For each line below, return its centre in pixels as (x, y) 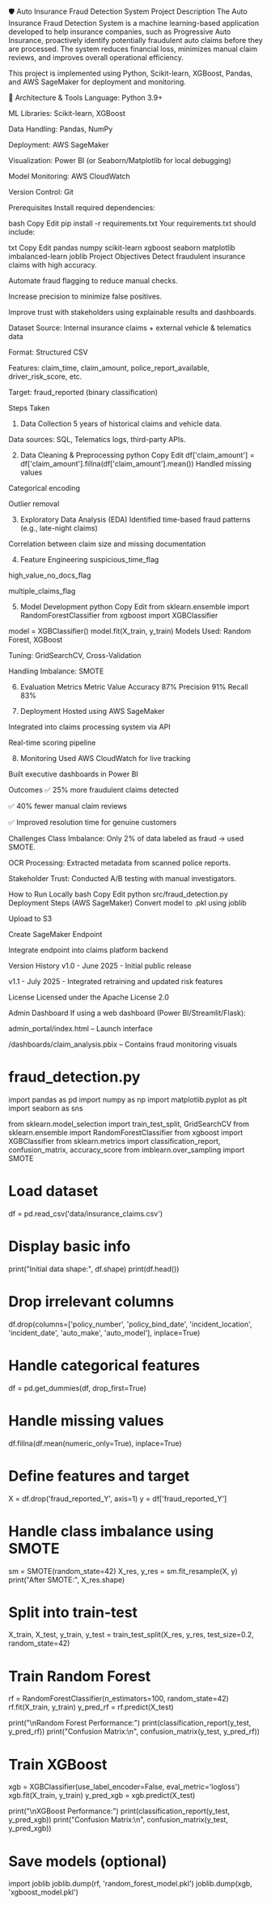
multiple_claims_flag (42, 591)
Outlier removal (34, 504)
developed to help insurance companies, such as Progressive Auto (120, 32)
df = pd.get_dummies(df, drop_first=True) (78, 1388)
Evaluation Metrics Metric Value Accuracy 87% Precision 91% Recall (134, 687)
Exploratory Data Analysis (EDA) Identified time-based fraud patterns (135, 519)
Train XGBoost (58, 1764)
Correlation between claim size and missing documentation (107, 544)
